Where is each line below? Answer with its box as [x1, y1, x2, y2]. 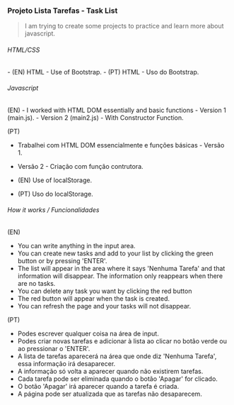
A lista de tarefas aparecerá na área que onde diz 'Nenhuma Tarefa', [17, 352, 217, 360]
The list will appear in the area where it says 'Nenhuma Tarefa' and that [17, 264, 226, 272]
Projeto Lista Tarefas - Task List [7, 6, 118, 16]
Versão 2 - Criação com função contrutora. [17, 162, 144, 170]
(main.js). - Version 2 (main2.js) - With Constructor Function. [7, 113, 184, 122]
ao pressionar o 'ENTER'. [17, 344, 90, 353]
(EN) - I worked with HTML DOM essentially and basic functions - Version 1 [7, 106, 226, 114]
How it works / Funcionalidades [7, 206, 100, 214]
